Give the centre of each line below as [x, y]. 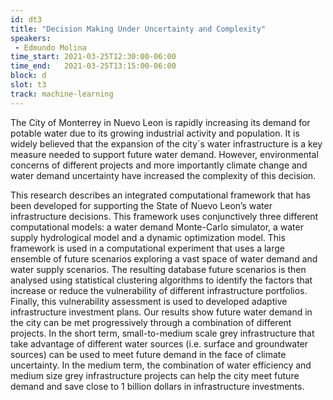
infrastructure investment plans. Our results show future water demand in [161, 312]
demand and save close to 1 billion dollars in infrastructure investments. [157, 386]
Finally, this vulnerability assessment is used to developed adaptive [149, 301]
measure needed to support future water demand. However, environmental [164, 154]
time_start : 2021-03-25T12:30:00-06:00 [93, 57]
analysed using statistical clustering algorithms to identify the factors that [161, 280]
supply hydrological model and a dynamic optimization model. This [148, 237]
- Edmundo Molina [50, 47]
